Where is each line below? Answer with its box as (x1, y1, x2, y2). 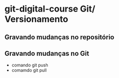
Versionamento (4, 14, 69, 25)
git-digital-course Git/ (4, 3, 96, 15)
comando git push (11, 62, 48, 68)
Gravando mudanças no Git (4, 49, 89, 58)
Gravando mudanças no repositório (4, 33, 115, 41)
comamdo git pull (11, 67, 47, 73)
